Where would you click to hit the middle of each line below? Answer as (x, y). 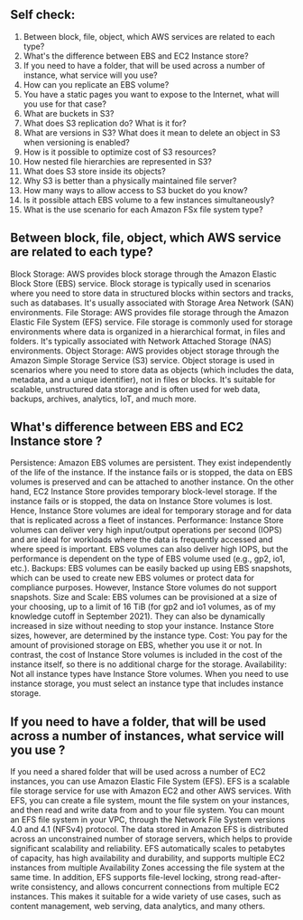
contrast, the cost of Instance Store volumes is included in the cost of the (147, 655)
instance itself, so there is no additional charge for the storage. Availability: (149, 664)
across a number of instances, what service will (147, 736)
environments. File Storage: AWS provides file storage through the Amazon (150, 312)
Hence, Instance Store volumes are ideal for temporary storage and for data (151, 511)
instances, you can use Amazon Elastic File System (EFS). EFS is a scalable (150, 782)
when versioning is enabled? (76, 142)
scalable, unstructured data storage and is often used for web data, (135, 389)
